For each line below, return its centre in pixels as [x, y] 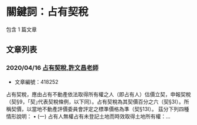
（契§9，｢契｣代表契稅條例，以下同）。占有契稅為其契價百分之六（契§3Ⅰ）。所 [98, 102]
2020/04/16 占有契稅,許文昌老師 [52, 68]
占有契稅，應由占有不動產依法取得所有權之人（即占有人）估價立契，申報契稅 [98, 94]
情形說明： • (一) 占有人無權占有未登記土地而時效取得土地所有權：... [88, 116]
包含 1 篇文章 [21, 29]
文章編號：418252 [36, 82]
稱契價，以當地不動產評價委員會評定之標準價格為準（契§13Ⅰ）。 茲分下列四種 [98, 109]
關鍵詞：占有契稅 [47, 12]
